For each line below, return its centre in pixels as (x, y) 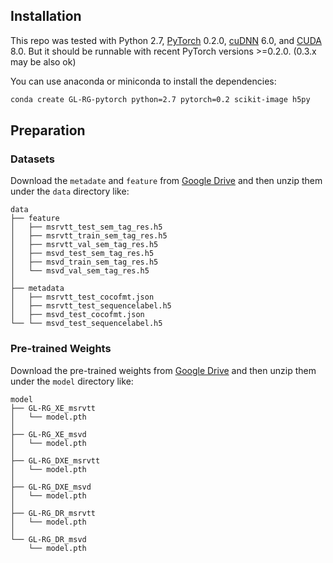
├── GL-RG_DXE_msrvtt (55, 460)
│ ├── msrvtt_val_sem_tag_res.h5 (84, 245)
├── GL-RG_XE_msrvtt (53, 408)
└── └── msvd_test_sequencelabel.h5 (86, 324)
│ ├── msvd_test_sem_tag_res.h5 (82, 254)
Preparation (48, 130)
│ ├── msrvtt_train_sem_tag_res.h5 (89, 236)
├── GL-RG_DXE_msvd (51, 487)
